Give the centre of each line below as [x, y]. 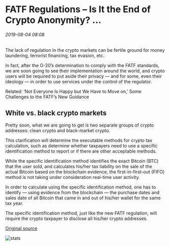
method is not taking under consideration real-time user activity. [73, 177]
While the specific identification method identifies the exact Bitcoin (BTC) [82, 161]
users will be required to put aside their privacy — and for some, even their [84, 76]
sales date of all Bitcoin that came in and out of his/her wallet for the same [83, 198]
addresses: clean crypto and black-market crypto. [58, 131]
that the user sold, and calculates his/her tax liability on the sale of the [79, 167]
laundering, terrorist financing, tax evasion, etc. [55, 56]
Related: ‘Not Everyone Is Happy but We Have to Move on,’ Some [73, 91]
